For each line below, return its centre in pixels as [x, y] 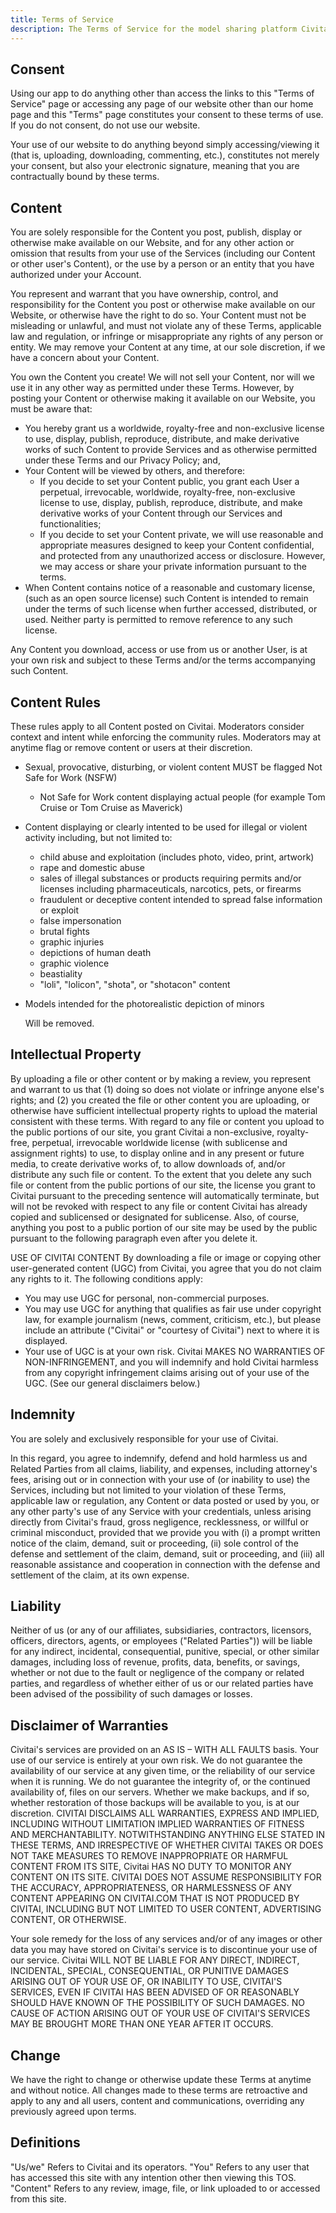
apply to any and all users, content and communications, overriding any [157, 2100]
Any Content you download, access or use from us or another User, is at [159, 650]
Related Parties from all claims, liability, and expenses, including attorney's [164, 1468]
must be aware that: [51, 409]
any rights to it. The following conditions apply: [106, 1278]
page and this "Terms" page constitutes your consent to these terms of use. [167, 115]
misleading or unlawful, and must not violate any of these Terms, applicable [166, 326]
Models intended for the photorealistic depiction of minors [144, 1003]
